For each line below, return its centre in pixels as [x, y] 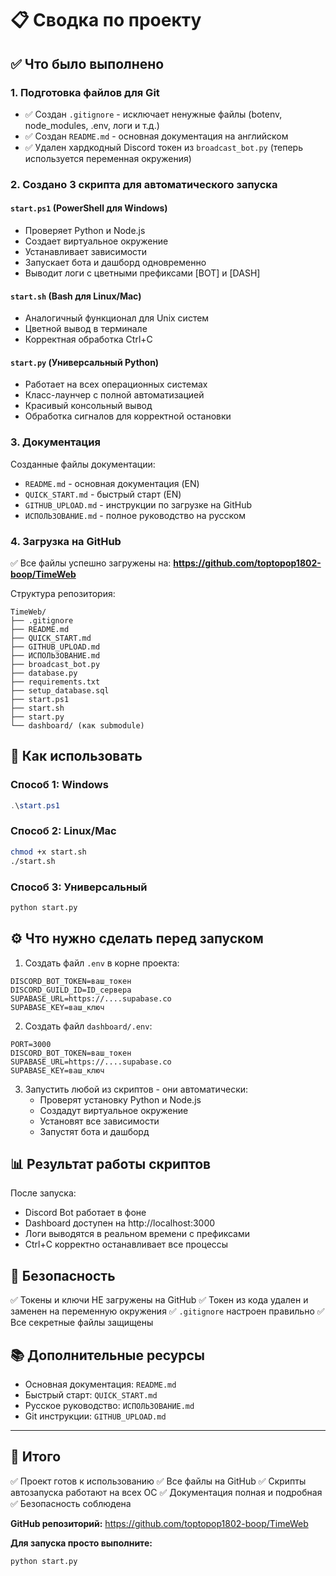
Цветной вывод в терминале [86, 329]
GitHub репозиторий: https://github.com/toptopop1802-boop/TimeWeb [159, 1523]
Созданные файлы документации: [83, 464]
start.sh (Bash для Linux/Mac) [76, 296]
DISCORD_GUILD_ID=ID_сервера [71, 990]
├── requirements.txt [55, 682]
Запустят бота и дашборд [94, 1131]
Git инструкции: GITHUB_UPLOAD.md [95, 1416]
